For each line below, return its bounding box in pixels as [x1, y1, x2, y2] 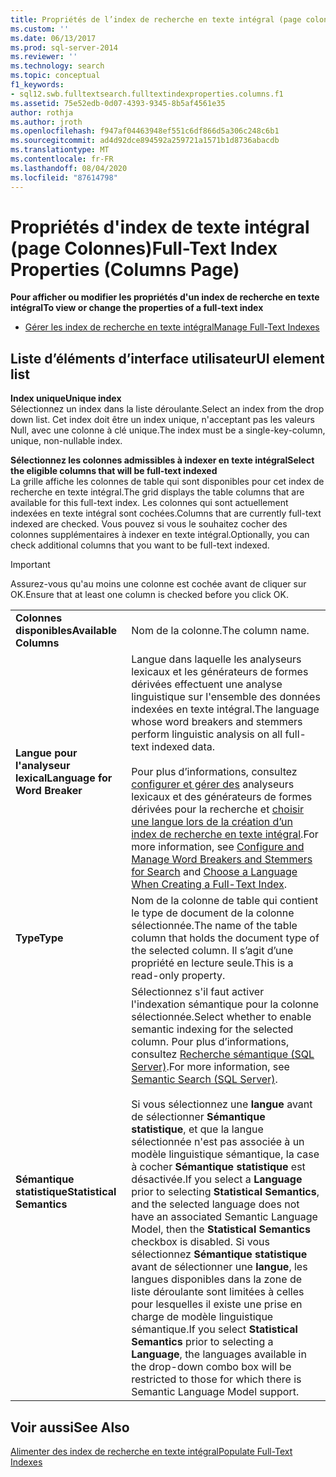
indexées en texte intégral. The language [131, 702, 320, 716]
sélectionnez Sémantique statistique [131, 1247, 308, 1261]
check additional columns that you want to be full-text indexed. [10, 539, 270, 551]
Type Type [15, 931, 64, 945]
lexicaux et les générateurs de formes [131, 665, 309, 679]
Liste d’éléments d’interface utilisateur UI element [10, 350, 325, 367]
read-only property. [131, 969, 226, 983]
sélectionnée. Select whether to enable [131, 1010, 312, 1024]
